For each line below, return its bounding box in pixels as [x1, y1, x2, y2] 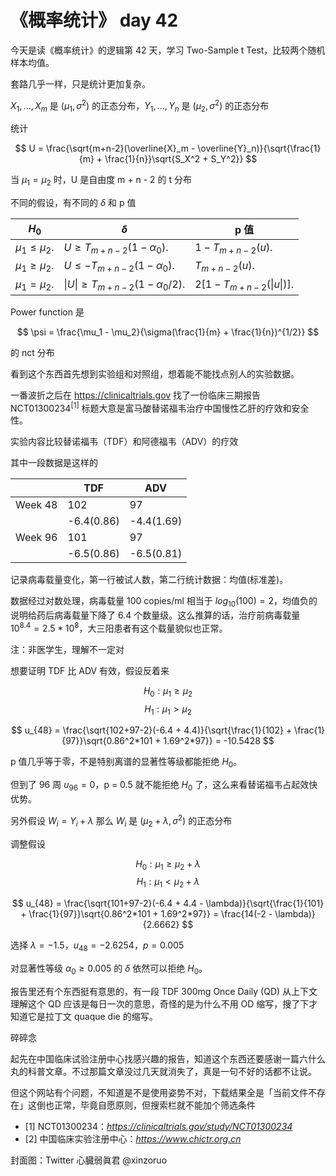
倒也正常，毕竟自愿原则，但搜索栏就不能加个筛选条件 [36, 1099, 256, 1111]
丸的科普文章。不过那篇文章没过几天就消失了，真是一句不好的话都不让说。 [10, 1065, 317, 1077]
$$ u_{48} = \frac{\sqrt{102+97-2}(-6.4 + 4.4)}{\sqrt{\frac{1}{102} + [10, 724, 293, 736]
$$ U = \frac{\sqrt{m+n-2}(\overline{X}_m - [14, 142, 196, 155]
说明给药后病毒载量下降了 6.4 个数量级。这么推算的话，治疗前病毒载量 [10, 609, 301, 621]
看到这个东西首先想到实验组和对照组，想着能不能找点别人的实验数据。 [10, 367, 300, 380]
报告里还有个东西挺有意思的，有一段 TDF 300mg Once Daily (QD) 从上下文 [10, 985, 318, 997]
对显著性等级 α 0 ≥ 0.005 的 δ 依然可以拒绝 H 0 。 [10, 962, 208, 976]
